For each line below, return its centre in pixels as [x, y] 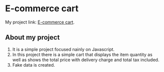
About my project [33, 37]
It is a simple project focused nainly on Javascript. [63, 49]
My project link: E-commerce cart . [40, 22]
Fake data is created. [34, 65]
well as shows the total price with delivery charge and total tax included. [86, 60]
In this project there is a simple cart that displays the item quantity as [82, 54]
